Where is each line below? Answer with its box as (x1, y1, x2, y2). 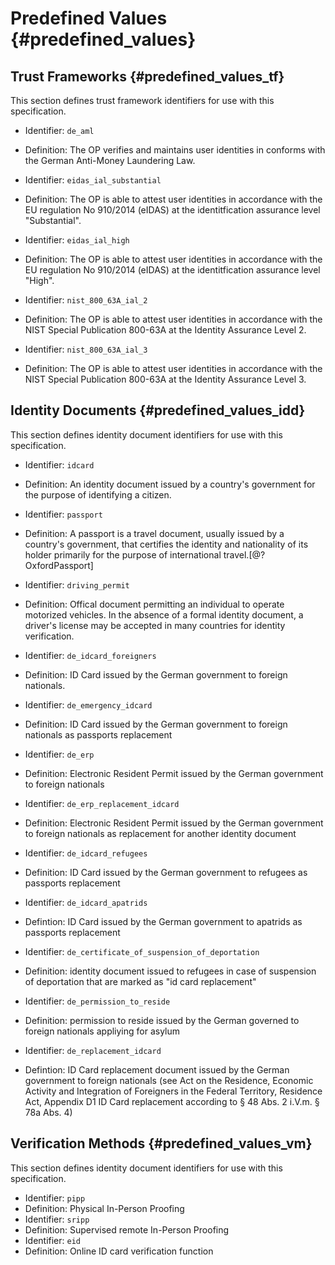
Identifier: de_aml (24, 125, 95, 136)
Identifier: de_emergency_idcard (24, 698, 153, 711)
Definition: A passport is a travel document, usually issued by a (24, 527, 285, 539)
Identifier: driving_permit (24, 578, 130, 591)
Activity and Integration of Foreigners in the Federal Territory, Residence (24, 1085, 323, 1097)
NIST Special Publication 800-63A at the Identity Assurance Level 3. (24, 373, 307, 385)
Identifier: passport (24, 508, 103, 520)
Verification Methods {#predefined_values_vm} (10, 1135, 313, 1152)
